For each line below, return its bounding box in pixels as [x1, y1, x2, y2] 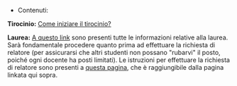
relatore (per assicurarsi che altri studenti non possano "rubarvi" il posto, [7, 49, 221, 56]
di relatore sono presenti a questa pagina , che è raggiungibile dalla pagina [7, 63, 224, 71]
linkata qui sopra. [7, 70, 58, 79]
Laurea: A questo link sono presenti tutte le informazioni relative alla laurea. [7, 33, 228, 42]
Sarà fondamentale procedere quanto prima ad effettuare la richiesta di [7, 41, 215, 49]
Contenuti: [17, 6, 48, 14]
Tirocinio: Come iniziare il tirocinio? [7, 20, 111, 27]
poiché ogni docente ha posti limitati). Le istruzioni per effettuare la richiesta [7, 56, 231, 64]
